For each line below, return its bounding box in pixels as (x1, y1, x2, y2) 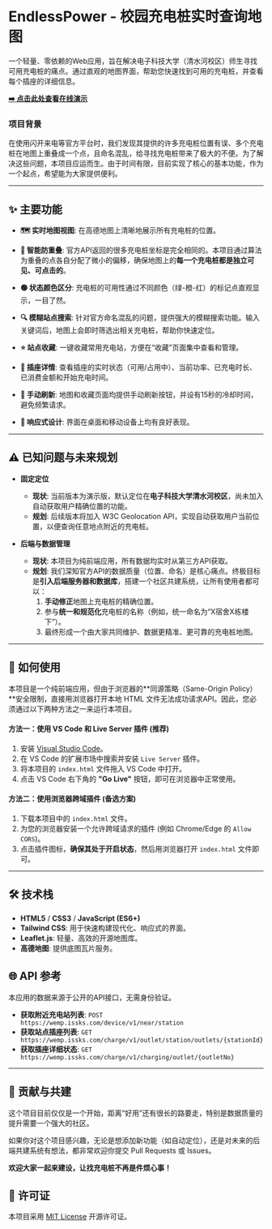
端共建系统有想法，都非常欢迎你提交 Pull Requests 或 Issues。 (8, 1145, 216, 1155)
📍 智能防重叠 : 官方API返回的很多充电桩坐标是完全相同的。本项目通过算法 (19, 245, 262, 256)
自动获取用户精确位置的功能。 (32, 501, 132, 511)
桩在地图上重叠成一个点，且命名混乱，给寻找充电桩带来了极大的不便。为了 (8, 148, 257, 158)
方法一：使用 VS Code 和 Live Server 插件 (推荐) (8, 724, 170, 734)
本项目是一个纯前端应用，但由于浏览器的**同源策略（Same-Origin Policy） (8, 683, 257, 694)
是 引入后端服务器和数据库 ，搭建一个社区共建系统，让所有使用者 (32, 576, 245, 586)
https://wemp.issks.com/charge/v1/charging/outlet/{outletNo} (19, 1053, 235, 1061)
